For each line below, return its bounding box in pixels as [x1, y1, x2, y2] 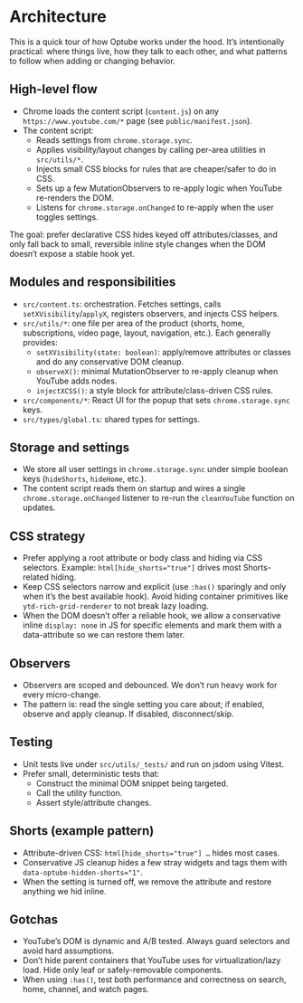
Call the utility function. [35, 787, 123, 798]
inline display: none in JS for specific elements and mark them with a [22, 620, 282, 630]
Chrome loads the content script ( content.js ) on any [22, 106, 220, 117]
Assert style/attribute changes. [35, 797, 152, 808]
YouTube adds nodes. [35, 375, 118, 386]
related [22, 572, 50, 582]
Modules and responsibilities [9, 274, 176, 290]
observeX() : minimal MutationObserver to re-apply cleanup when [35, 365, 279, 376]
